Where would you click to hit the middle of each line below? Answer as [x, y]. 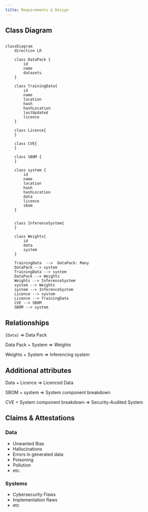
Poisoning [23, 459]
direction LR [28, 51]
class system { [30, 170]
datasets [33, 73]
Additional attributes [38, 370]
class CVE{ [26, 144]
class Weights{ [30, 237]
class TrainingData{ [36, 86]
